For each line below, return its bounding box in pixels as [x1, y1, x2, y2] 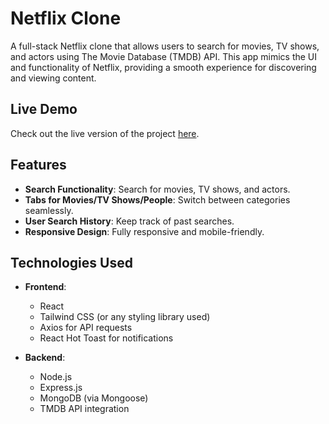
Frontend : [24, 281, 67, 293]
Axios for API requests [39, 322, 133, 334]
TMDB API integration [39, 403, 130, 415]
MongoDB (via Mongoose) [39, 392, 149, 404]
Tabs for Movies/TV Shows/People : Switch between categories [24, 193, 291, 206]
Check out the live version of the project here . [10, 127, 200, 139]
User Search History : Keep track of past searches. [24, 215, 235, 227]
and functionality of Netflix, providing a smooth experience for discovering [10, 61, 317, 73]
